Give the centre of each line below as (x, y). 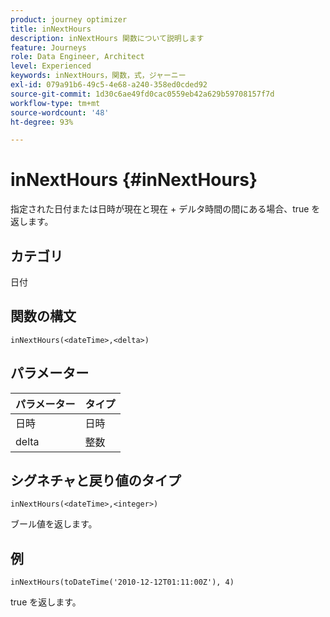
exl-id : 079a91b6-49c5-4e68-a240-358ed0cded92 (109, 85)
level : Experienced (51, 66)
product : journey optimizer (69, 19)
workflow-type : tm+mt (55, 103)
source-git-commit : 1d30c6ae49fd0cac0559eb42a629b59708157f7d (142, 94)
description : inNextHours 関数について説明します (107, 38)
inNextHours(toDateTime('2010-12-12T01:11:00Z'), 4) (122, 582)
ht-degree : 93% (42, 122)
